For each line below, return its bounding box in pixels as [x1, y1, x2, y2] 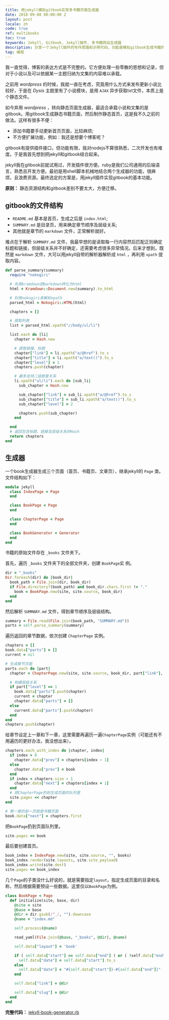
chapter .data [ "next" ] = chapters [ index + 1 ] [14, 781, 109, 786]
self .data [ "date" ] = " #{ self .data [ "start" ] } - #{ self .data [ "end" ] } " [18, 967, 161, 972]
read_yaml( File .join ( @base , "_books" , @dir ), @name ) [14, 935, 127, 940]
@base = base [14, 907, 42, 913]
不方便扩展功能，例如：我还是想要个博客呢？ [12, 134, 106, 140]
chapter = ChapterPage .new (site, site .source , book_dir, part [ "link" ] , [10, 671, 163, 676]
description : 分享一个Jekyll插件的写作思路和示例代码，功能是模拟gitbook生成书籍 [5, 45, 161, 50]
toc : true [5, 36, 26, 41]
